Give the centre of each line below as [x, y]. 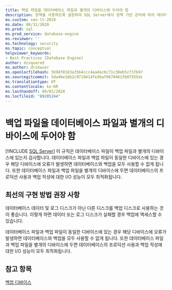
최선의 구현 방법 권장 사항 [43, 195]
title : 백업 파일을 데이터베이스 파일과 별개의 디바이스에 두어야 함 [67, 10]
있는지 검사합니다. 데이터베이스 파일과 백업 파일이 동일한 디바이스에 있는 [87, 158]
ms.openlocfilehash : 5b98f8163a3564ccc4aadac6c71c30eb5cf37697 [74, 72]
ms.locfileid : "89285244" [33, 96]
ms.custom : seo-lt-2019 [31, 20]
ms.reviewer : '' [23, 39]
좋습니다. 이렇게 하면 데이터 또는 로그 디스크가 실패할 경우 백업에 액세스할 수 [86, 214]
